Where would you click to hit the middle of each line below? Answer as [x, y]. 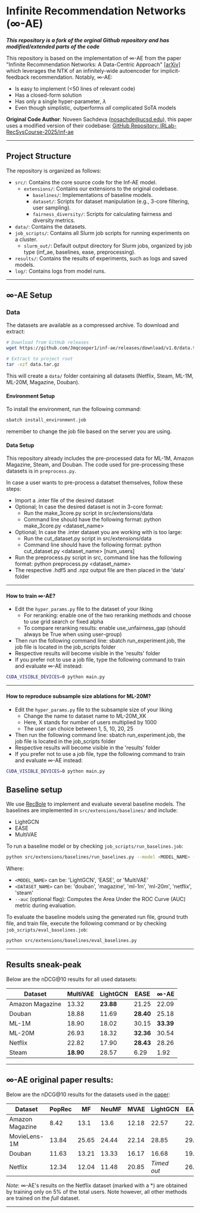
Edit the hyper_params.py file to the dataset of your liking [84, 609]
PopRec [61, 1109]
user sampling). [52, 208]
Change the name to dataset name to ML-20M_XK [85, 716]
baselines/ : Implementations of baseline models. [93, 195]
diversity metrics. [54, 220]
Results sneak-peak [44, 965]
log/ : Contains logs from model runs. [60, 271]
